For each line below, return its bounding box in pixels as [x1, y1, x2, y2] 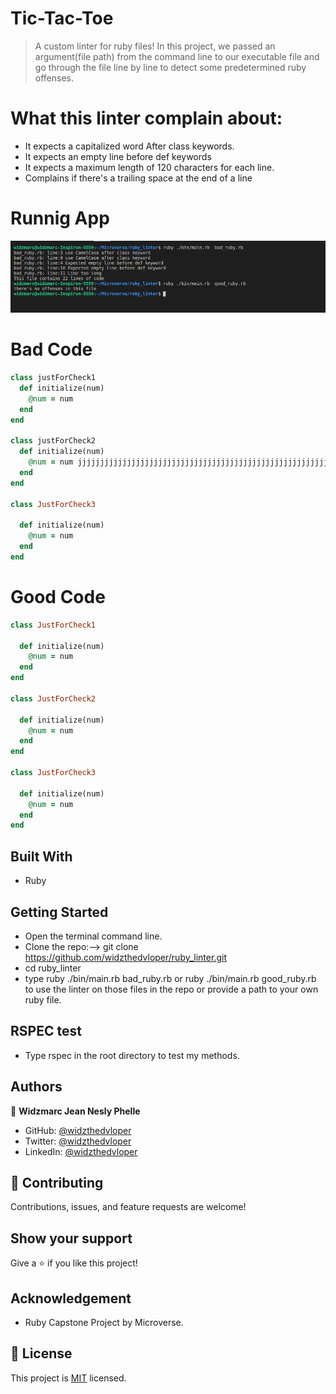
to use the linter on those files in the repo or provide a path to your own [24, 983, 319, 995]
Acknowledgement [10, 1290, 132, 1307]
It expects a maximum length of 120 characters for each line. [24, 161, 275, 173]
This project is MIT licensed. [10, 1372, 127, 1384]
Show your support [10, 1230, 133, 1247]
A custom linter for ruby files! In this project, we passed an [34, 40, 276, 52]
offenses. [34, 72, 75, 84]
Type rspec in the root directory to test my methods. [24, 1049, 240, 1061]
